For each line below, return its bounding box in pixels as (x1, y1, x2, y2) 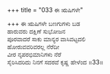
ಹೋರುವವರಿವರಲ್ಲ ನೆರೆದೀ (7, 42, 60, 51)
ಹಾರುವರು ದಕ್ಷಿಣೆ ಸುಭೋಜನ (7, 27, 66, 35)
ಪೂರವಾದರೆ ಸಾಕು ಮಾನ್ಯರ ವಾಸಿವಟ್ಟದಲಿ (7, 35, 86, 43)
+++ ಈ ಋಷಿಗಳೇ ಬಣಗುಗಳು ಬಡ (7, 20, 80, 27)
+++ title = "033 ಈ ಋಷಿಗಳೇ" (7, 6, 84, 14)
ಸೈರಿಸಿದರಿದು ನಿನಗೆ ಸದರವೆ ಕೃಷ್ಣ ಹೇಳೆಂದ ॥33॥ (7, 58, 104, 66)
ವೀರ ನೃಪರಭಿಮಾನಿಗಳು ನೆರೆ (7, 51, 62, 58)
